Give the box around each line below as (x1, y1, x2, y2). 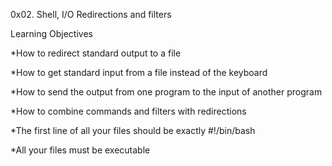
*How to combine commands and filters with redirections (10, 105, 247, 117)
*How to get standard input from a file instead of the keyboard (10, 67, 268, 78)
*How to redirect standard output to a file (10, 47, 182, 59)
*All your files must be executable (10, 144, 151, 156)
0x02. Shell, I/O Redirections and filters (10, 9, 172, 20)
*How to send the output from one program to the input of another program (10, 86, 323, 98)
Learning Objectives (10, 28, 93, 39)
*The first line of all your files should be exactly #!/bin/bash (10, 125, 256, 136)
